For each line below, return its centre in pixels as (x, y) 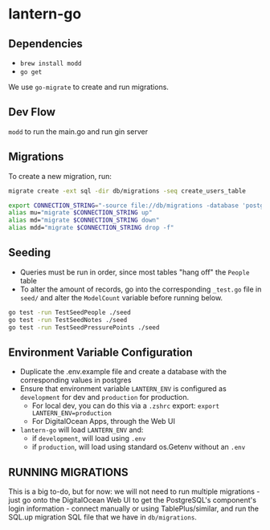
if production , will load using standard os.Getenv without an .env (139, 447)
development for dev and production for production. (104, 397)
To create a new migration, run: (60, 176)
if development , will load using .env (89, 438)
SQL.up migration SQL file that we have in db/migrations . (102, 517)
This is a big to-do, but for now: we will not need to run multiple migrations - (134, 491)
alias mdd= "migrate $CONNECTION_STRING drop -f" (91, 228)
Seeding (30, 253)
